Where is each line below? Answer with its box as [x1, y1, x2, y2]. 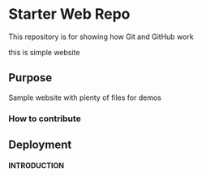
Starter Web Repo [8, 5, 131, 24]
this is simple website [8, 47, 80, 57]
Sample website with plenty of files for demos [8, 93, 162, 102]
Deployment [8, 138, 72, 152]
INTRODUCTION [8, 160, 65, 171]
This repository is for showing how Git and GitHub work [8, 32, 194, 41]
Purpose [8, 71, 53, 85]
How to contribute [8, 113, 81, 124]
